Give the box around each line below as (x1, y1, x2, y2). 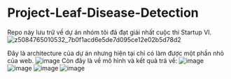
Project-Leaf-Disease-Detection (7, 5, 199, 21)
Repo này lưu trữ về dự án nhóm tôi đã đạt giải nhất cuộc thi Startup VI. (7, 28, 212, 36)
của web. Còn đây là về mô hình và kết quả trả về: (7, 56, 178, 64)
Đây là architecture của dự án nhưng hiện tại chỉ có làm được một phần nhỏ (7, 49, 224, 57)
